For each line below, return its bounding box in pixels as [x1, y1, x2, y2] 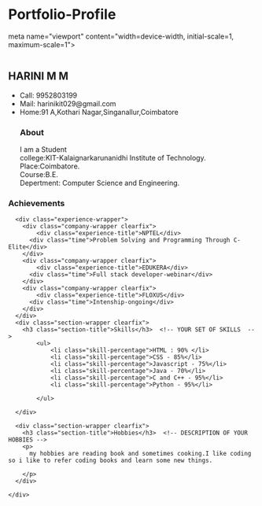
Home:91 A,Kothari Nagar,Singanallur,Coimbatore [19, 107, 179, 116]
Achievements [8, 198, 65, 209]
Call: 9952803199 [19, 90, 78, 100]
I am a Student [19, 145, 67, 154]
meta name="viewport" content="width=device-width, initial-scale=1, [8, 31, 234, 41]
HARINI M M [8, 69, 69, 83]
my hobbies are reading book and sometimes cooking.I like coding [28, 450, 252, 458]
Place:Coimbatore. [19, 161, 80, 171]
